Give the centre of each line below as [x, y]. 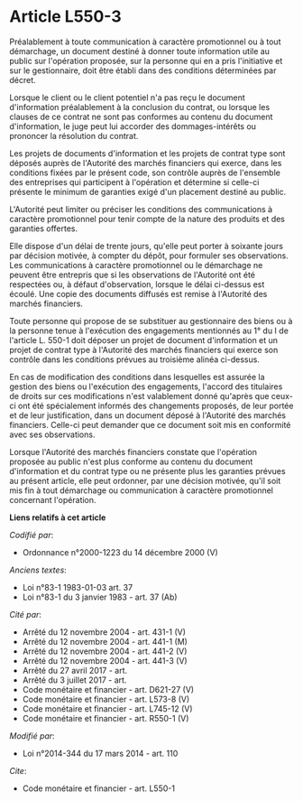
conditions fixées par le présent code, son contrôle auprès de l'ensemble [145, 172]
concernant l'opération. [53, 499]
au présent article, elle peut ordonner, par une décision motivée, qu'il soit [145, 480]
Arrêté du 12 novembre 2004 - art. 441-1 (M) [105, 641]
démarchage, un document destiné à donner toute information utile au [140, 51]
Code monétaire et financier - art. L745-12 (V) [107, 708]
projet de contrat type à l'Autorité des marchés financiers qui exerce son [144, 349]
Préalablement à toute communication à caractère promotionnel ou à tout [145, 42]
